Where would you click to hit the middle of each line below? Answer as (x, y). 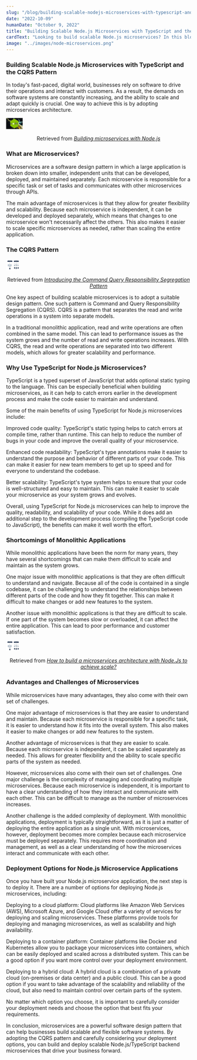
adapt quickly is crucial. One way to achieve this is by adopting (82, 104)
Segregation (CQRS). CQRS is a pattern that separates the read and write (94, 309)
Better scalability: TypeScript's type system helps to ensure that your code (96, 482)
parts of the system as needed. (44, 761)
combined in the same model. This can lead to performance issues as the (95, 334)
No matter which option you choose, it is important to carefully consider (93, 1002)
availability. (20, 930)
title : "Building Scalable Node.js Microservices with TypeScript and (94, 31)
